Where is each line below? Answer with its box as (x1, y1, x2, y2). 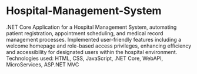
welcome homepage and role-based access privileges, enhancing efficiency (6, 42, 192, 49)
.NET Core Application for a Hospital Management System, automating (6, 23, 177, 31)
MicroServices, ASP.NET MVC (6, 60, 79, 68)
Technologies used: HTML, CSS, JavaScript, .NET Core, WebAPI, (6, 55, 163, 62)
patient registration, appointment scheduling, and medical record (6, 29, 163, 36)
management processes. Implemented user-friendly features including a (6, 36, 182, 43)
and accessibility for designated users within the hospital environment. (6, 48, 178, 55)
